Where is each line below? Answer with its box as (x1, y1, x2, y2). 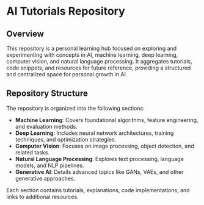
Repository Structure (6, 88, 89, 99)
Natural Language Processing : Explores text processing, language (15, 155, 184, 162)
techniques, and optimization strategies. (15, 135, 117, 143)
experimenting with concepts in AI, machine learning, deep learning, (6, 51, 178, 59)
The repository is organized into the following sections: (6, 104, 145, 112)
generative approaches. (15, 174, 76, 182)
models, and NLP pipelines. (15, 162, 84, 169)
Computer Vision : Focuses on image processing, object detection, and (15, 142, 194, 149)
